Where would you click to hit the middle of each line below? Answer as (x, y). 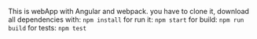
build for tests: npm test (48, 28)
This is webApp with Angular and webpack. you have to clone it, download (129, 11)
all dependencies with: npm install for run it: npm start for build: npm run (126, 19)
